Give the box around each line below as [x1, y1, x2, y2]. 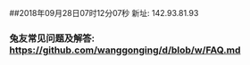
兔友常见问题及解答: [9, 32, 96, 45]
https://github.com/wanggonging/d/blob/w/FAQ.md [9, 44, 241, 56]
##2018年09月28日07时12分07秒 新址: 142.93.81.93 [9, 8, 199, 18]
